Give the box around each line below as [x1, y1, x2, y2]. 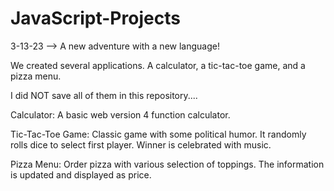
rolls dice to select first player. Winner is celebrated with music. [10, 138, 272, 151]
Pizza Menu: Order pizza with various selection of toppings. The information [10, 158, 325, 170]
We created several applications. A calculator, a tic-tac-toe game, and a [10, 59, 306, 71]
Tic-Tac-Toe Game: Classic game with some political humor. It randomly [10, 128, 307, 140]
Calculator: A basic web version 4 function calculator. [10, 108, 231, 121]
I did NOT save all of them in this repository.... [10, 89, 198, 101]
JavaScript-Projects [10, 7, 181, 30]
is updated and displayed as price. [10, 168, 152, 181]
